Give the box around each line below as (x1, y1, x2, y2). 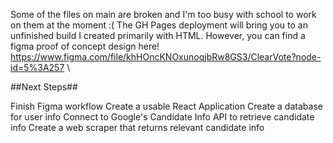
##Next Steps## (10, 81, 78, 93)
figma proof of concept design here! (10, 40, 160, 52)
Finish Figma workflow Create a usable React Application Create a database (10, 100, 323, 112)
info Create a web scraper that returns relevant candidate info (10, 122, 265, 133)
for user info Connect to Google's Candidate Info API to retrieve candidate (10, 111, 315, 123)
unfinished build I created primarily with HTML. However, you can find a (10, 30, 306, 41)
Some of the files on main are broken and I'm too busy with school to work (10, 9, 317, 20)
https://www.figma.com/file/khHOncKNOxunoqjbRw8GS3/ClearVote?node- (10, 51, 322, 63)
